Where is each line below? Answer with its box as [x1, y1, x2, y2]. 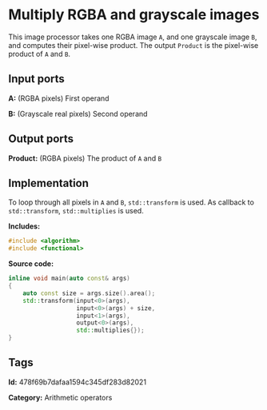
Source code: [8, 259, 54, 269]
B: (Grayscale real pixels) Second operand [8, 109, 148, 118]
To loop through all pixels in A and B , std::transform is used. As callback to [8, 197, 254, 207]
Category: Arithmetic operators [8, 392, 113, 402]
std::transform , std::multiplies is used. [8, 206, 144, 216]
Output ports [8, 132, 74, 145]
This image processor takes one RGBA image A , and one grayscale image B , [8, 32, 257, 42]
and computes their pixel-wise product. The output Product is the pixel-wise [8, 40, 259, 50]
